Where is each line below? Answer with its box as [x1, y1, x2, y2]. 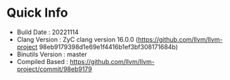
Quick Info [6, 5, 68, 21]
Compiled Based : [16, 57, 68, 65]
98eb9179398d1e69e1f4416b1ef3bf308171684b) [39, 42, 179, 51]
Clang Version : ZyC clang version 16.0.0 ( [16, 35, 139, 43]
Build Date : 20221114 [16, 28, 79, 36]
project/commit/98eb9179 [16, 65, 92, 73]
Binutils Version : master [16, 50, 87, 58]
